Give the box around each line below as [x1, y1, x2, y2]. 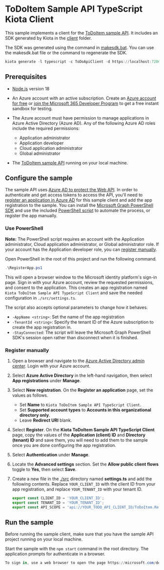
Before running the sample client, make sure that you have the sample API [5, 531, 154, 537]
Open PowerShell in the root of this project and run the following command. [5, 256, 157, 262]
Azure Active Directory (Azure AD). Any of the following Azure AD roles [12, 120, 156, 126]
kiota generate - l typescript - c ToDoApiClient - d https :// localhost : [5, 59, 152, 64]
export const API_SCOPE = [12, 505, 65, 509]
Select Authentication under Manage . [12, 451, 90, 457]
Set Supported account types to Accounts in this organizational [19, 407, 151, 413]
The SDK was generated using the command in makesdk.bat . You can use [5, 44, 154, 50]
